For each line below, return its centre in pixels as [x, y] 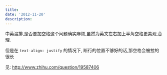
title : [12, 10]
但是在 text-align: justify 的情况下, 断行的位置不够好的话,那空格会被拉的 [82, 51]
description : [19, 19]
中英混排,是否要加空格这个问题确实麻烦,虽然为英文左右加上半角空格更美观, [82, 34]
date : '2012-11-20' [25, 14]
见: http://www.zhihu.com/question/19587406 [52, 67]
